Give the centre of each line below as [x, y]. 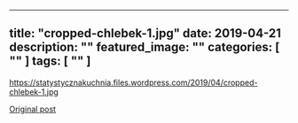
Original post [32, 109]
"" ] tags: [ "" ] [50, 61]
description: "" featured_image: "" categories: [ [145, 47]
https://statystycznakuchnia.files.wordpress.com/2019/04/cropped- [133, 82]
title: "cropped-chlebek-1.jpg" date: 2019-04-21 [145, 33]
